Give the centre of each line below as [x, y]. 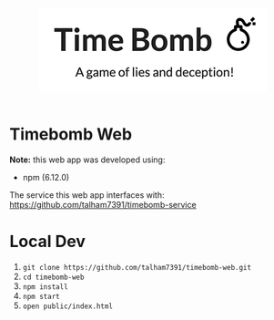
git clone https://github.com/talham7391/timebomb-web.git [137, 267]
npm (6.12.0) [46, 177]
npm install [45, 287]
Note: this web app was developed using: [87, 160]
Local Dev [48, 242]
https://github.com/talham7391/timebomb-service [103, 204]
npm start [41, 296]
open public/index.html [68, 306]
